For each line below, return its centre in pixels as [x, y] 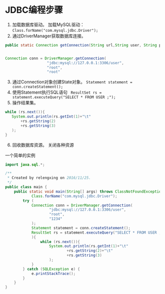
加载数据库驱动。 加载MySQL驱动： [48, 24]
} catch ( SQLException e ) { [51, 269]
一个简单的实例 [20, 155]
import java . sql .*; [25, 165]
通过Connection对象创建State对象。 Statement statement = [72, 82]
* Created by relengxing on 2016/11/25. [49, 178]
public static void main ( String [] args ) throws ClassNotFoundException [89, 192]
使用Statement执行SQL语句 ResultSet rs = [57, 92]
